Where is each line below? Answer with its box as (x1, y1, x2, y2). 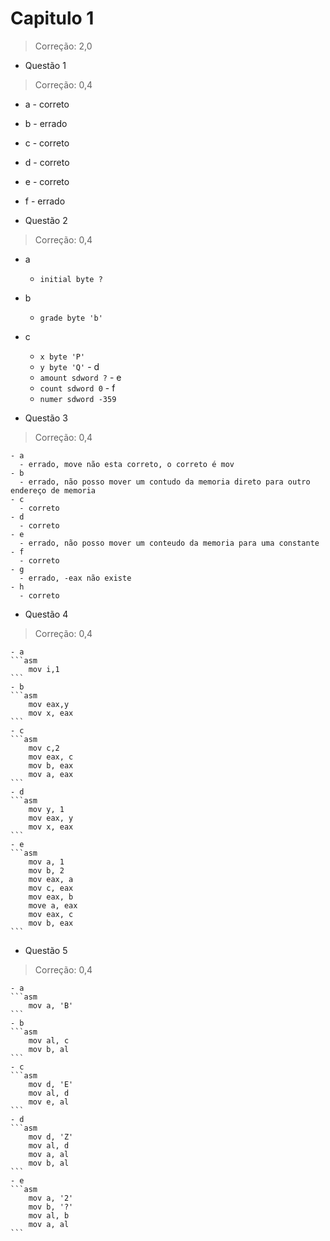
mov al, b (28, 1210, 70, 1221)
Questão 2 (24, 214, 68, 226)
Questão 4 (24, 608, 69, 620)
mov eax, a (28, 874, 74, 884)
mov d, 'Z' (28, 1132, 74, 1142)
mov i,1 (28, 664, 60, 674)
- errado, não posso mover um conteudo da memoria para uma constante (19, 538, 320, 548)
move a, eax (28, 900, 78, 911)
